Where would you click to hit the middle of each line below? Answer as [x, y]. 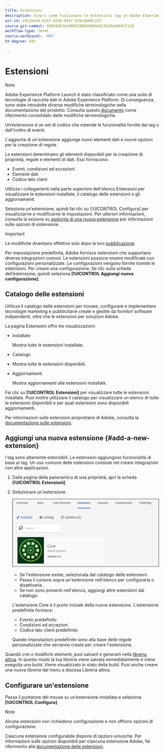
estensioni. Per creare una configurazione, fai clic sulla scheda [68, 268]
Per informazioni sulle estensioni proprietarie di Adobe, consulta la [72, 417]
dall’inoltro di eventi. [25, 130]
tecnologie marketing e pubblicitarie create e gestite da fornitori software [79, 311]
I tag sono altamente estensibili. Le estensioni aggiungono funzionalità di [78, 458]
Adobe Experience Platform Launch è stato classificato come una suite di [79, 94]
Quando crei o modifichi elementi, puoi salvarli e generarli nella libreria [76, 655]
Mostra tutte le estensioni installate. [48, 345]
